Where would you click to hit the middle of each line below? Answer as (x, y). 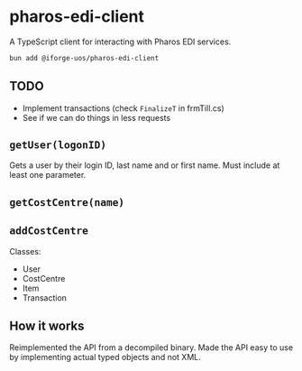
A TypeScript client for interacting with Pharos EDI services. (120, 42)
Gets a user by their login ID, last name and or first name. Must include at (145, 165)
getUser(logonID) (58, 145)
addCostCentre (49, 231)
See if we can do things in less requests (96, 117)
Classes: (25, 251)
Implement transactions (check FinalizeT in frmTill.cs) (124, 108)
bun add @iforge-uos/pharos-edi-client (84, 58)
